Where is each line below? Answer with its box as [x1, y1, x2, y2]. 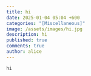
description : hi [6, 32, 47, 38]
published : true [6, 37, 47, 43]
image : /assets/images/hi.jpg [6, 26, 83, 32]
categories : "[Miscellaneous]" [6, 20, 86, 26]
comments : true [6, 43, 45, 49]
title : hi [6, 9, 32, 15]
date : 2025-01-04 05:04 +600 [6, 15, 80, 21]
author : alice [6, 49, 42, 55]
